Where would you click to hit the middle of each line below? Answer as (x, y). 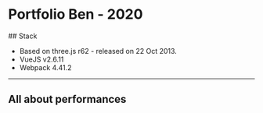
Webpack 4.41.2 (45, 67)
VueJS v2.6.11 (41, 59)
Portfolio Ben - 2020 (76, 14)
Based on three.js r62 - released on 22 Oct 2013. (98, 51)
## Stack (23, 36)
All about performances (67, 99)
